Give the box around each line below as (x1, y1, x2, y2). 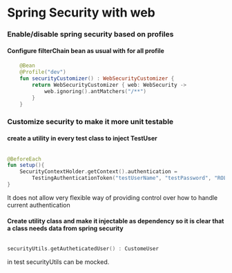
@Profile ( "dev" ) (19, 69, 67, 76)
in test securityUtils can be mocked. (7, 258, 110, 266)
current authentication (7, 201, 70, 209)
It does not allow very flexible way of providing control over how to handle (7, 193, 218, 201)
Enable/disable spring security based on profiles (7, 30, 174, 39)
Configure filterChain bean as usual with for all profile (7, 46, 164, 54)
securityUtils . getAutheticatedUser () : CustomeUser (7, 245, 159, 252)
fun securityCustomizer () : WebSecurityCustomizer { (19, 75, 175, 82)
